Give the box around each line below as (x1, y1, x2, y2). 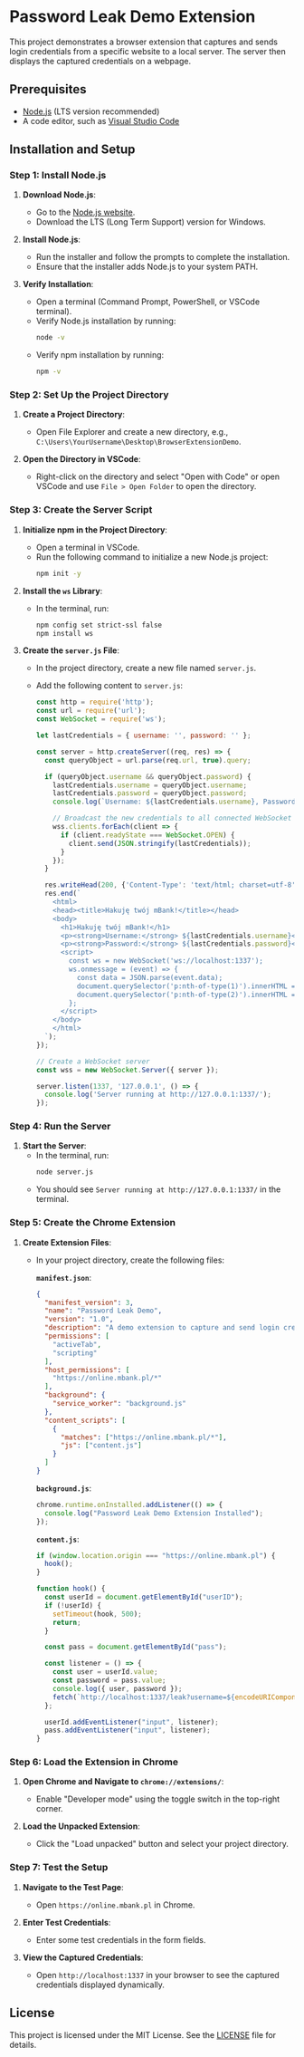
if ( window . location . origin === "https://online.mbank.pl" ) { (35, 1551, 276, 1560)
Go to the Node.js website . (35, 207, 136, 218)
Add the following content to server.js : (35, 680, 184, 691)
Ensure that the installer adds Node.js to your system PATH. (35, 261, 259, 273)
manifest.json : (35, 1272, 92, 1283)
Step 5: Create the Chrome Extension (9, 1216, 176, 1229)
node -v (35, 333, 65, 342)
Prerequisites (9, 82, 87, 97)
